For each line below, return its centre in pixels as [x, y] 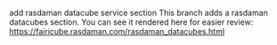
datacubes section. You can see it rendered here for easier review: [131, 22]
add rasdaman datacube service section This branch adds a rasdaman [139, 13]
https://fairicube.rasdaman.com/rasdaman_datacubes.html [117, 31]
